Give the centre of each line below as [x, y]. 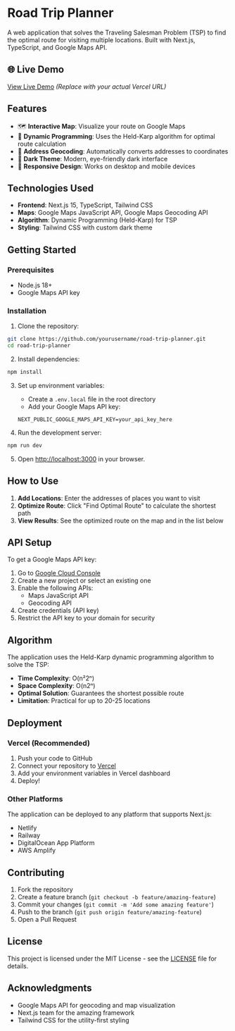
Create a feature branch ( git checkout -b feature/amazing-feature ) [117, 897]
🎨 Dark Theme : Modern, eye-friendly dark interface [93, 158]
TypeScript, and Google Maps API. [57, 47]
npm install [25, 372]
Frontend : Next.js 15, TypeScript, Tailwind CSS [85, 205]
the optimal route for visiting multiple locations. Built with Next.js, [101, 39]
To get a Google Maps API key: [52, 560]
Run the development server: [59, 432]
